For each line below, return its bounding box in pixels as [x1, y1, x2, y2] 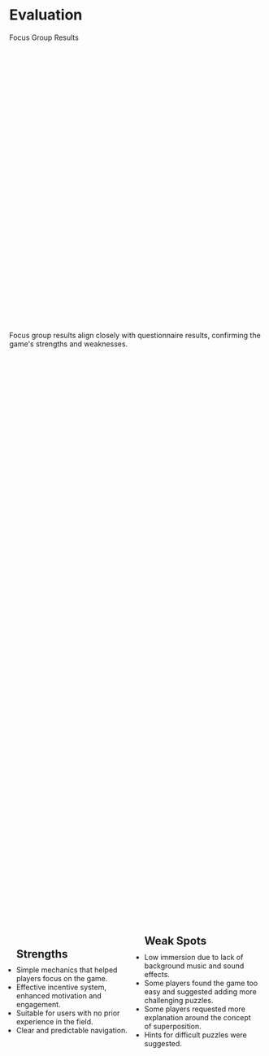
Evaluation [9, 6, 83, 24]
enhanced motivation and [16, 991, 102, 1001]
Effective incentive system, [16, 982, 106, 993]
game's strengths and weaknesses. [9, 339, 128, 349]
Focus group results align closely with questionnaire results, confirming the [9, 331, 261, 341]
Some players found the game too [144, 978, 258, 988]
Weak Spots [144, 934, 206, 948]
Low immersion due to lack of [144, 952, 244, 962]
